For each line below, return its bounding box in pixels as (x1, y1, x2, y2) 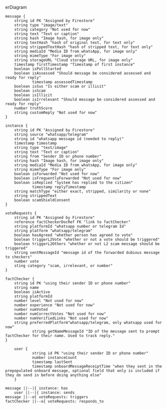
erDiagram (5, 4, 27, 10)
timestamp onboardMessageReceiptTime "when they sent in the (31, 364, 162, 369)
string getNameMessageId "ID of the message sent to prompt (31, 329, 160, 334)
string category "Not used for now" (14, 27, 91, 32)
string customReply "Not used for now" (14, 110, 97, 115)
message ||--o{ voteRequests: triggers (5, 394, 88, 399)
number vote (14, 259, 39, 264)
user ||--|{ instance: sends (14, 390, 75, 395)
